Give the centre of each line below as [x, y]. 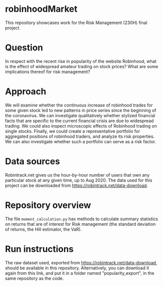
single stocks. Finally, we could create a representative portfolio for [73, 131]
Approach [26, 91]
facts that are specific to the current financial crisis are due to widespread [79, 121]
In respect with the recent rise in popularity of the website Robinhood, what [81, 61]
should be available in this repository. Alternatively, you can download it [77, 268]
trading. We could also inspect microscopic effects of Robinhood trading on [81, 126]
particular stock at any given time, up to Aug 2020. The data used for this [79, 180]
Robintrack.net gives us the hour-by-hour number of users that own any [77, 175]
